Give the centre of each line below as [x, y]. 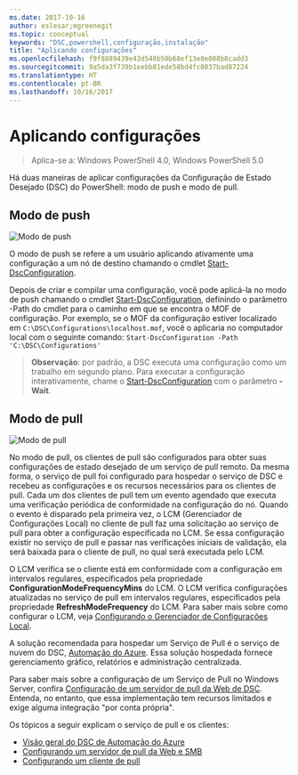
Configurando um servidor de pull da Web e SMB [112, 752]
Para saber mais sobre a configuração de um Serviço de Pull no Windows [144, 679]
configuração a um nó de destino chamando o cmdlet [108, 263]
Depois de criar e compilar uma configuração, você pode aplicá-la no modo [148, 290]
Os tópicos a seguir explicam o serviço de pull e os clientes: [119, 725]
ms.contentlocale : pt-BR [55, 84]
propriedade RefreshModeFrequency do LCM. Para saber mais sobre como [149, 607]
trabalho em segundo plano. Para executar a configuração [138, 372]
